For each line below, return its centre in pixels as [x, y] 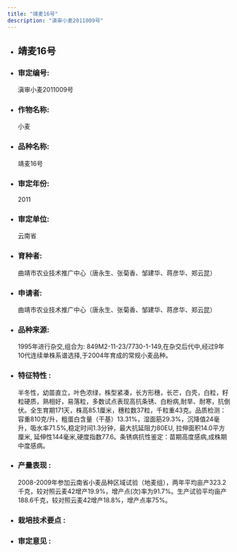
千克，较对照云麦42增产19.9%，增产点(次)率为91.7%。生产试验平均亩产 [122, 491]
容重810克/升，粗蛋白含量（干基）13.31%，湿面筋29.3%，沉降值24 [116, 419]
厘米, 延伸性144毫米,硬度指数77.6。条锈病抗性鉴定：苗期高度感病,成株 [119, 436]
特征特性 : [34, 376]
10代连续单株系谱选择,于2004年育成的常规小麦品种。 [94, 356]
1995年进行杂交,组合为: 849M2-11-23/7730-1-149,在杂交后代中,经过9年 [121, 347]
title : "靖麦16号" [33, 14]
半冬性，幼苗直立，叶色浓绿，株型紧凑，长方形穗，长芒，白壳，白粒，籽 [123, 392]
